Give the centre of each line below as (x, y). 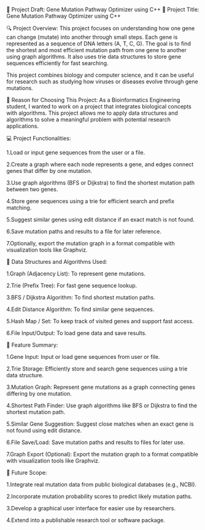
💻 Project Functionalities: (39, 138)
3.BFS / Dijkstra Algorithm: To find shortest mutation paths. (81, 297)
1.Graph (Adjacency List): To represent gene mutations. (76, 274)
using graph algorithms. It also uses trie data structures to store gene (94, 56)
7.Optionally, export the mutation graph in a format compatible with (91, 243)
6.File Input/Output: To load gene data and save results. (77, 333)
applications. (22, 126)
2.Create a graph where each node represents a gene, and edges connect (100, 164)
